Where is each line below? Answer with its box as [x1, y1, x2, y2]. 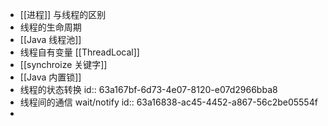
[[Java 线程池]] [19, 34, 82, 45]
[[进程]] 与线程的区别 [19, 9, 107, 20]
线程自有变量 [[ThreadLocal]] [19, 46, 140, 58]
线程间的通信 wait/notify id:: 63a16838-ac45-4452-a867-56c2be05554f [19, 96, 318, 108]
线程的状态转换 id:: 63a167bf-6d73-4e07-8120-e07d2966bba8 [19, 84, 278, 95]
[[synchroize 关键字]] [19, 59, 108, 70]
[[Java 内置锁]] [19, 71, 82, 83]
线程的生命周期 [19, 21, 82, 33]
